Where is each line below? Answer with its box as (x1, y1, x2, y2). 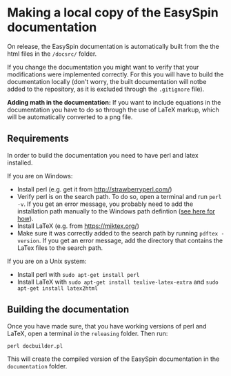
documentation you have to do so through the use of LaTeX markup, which (7, 105, 219, 114)
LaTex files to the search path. (17, 243, 103, 252)
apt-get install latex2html (17, 284, 98, 292)
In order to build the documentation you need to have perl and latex (7, 151, 199, 159)
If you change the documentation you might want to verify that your (7, 63, 199, 71)
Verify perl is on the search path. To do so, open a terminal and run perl (17, 192, 222, 200)
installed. (7, 158, 33, 167)
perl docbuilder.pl (7, 342, 63, 349)
